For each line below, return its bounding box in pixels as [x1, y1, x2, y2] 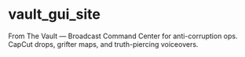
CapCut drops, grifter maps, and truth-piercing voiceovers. [8, 39, 199, 48]
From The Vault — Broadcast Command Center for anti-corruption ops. [8, 31, 238, 41]
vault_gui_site [8, 5, 101, 23]
